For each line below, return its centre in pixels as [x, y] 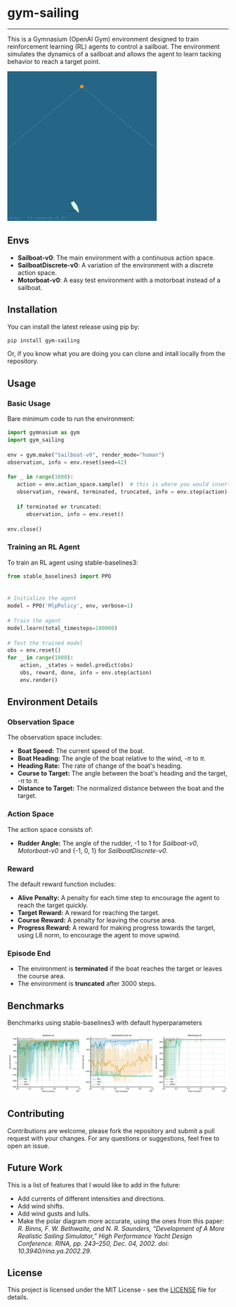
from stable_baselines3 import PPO [59, 576]
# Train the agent [34, 621]
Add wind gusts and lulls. [54, 1213]
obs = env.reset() [34, 650]
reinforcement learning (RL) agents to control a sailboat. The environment [113, 46]
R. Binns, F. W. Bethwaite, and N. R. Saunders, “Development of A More [121, 1228]
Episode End [29, 953]
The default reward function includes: [61, 884]
